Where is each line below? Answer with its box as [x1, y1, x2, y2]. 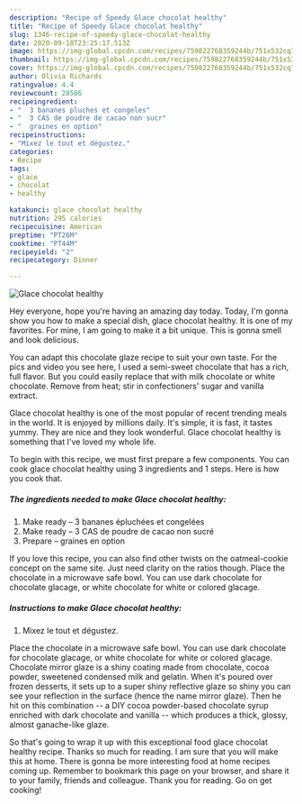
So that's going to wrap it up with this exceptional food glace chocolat [9, 736, 268, 748]
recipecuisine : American [9, 222, 102, 231]
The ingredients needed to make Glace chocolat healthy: [9, 493, 226, 505]
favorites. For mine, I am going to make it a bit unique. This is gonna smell [9, 325, 281, 336]
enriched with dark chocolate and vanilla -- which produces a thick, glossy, [9, 709, 289, 721]
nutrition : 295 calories [9, 214, 102, 223]
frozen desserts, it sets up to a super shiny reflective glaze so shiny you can [9, 681, 291, 692]
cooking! [9, 785, 42, 796]
